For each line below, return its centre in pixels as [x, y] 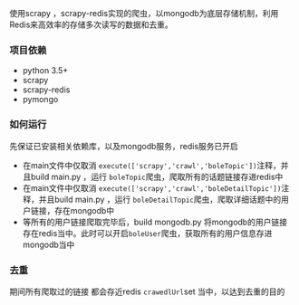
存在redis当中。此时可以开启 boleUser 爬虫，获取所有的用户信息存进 [147, 233]
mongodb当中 [48, 244]
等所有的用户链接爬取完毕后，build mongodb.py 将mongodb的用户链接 [155, 222]
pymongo [40, 100]
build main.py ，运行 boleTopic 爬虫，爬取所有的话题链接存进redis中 [157, 176]
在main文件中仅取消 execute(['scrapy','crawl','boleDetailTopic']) [152, 187]
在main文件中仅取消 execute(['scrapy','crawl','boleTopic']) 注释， [151, 165]
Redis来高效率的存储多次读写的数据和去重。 [92, 24]
